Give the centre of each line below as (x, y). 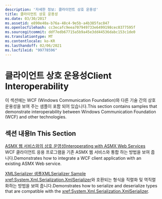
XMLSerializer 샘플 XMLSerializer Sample (46, 174)
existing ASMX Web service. (33, 164)
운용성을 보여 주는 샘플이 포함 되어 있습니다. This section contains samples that (81, 106)
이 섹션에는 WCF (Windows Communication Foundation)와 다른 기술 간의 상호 (81, 100)
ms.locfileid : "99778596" (31, 50)
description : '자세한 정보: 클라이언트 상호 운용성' (52, 9)
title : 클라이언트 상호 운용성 (32, 14)
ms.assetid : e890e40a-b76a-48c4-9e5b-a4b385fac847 (57, 23)
